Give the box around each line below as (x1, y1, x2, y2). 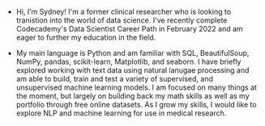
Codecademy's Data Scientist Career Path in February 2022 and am (15, 24, 243, 33)
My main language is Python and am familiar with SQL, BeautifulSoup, (15, 48, 250, 57)
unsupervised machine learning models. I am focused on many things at (15, 82, 258, 92)
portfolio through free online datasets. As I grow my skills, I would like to (15, 100, 257, 109)
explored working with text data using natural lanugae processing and (15, 65, 250, 75)
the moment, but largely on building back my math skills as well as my (15, 91, 250, 100)
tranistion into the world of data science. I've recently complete (15, 15, 228, 25)
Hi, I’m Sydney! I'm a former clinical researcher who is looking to (15, 7, 232, 16)
